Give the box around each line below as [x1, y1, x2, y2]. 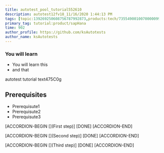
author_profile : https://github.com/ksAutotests [5, 30, 106, 35]
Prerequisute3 [12, 113, 41, 120]
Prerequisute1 [12, 103, 40, 109]
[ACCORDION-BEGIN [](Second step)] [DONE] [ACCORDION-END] [5, 132, 139, 138]
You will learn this [12, 62, 48, 67]
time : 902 [5, 25, 25, 30]
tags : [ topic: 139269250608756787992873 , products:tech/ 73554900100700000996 [5, 16, 163, 21]
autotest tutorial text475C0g [5, 76, 62, 82]
